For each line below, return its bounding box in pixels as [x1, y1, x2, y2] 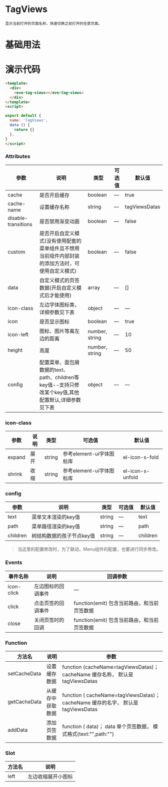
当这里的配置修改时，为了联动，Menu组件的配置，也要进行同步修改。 [17, 546, 161, 552]
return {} [14, 127, 35, 132]
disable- [7, 214, 28, 221]
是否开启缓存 [39, 191, 70, 198]
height [7, 347, 23, 354]
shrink [7, 471, 22, 478]
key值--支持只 [39, 381, 74, 388]
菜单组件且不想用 [39, 244, 80, 251]
